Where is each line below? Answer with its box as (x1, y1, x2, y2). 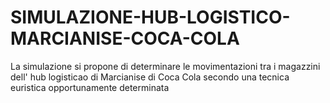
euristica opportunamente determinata (10, 81, 170, 93)
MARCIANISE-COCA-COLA (10, 27, 240, 50)
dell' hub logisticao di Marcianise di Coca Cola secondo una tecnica (10, 71, 290, 83)
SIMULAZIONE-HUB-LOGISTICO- (10, 6, 291, 29)
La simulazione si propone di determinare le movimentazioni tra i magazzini (10, 60, 321, 72)
